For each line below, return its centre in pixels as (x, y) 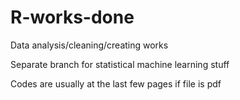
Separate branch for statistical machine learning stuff (120, 64)
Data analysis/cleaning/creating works (89, 45)
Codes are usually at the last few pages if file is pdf (116, 83)
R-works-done (72, 17)
